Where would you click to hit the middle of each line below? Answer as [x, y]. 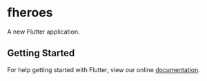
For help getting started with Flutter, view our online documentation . [103, 69]
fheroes [30, 13]
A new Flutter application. [43, 32]
